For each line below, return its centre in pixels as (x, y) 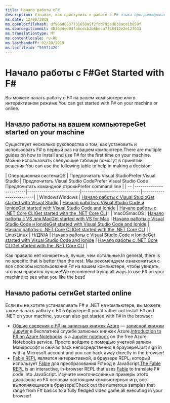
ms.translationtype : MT (30, 33)
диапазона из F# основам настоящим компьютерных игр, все (80, 380)
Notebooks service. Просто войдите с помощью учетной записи (82, 342)
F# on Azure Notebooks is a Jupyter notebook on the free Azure (79, 337)
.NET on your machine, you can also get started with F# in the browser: (79, 316)
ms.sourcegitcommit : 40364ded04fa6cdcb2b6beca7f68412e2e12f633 (73, 29)
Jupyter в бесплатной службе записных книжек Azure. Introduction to (87, 331)
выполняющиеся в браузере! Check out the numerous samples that (84, 385)
